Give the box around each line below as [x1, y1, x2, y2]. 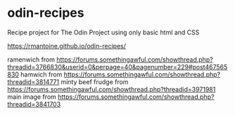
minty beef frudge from [61, 77, 129, 86]
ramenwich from [7, 55, 55, 64]
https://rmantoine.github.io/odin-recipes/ [7, 41, 127, 50]
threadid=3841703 [7, 100, 61, 108]
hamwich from [20, 70, 63, 79]
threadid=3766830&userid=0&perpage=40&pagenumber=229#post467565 [7, 62, 228, 71]
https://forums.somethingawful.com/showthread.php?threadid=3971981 [7, 85, 216, 93]
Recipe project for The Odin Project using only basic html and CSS [7, 28, 200, 36]
